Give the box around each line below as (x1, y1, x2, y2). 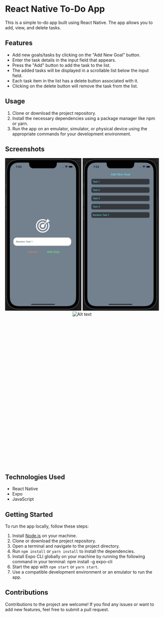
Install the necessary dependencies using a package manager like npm (12, 115, 155, 121)
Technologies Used (5, 473, 65, 481)
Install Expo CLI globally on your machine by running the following (12, 554, 145, 559)
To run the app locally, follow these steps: (5, 523, 89, 529)
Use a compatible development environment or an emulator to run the (12, 569, 153, 575)
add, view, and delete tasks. (5, 24, 61, 30)
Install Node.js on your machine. (12, 533, 77, 538)
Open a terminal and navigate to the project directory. (12, 543, 120, 549)
